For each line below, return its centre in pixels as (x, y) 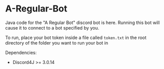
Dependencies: (21, 52)
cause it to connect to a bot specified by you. (52, 27)
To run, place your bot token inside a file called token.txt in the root (76, 37)
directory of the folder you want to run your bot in (57, 42)
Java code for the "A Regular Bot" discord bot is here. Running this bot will (83, 22)
